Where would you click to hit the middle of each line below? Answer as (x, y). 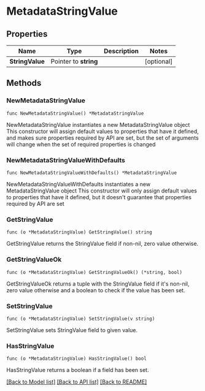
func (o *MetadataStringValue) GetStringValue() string (79, 232)
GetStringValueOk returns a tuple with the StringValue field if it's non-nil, (98, 284)
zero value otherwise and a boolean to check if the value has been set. (96, 290)
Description (122, 51)
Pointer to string (74, 61)
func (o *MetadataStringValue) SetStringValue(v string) (81, 319)
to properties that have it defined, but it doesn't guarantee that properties (99, 197)
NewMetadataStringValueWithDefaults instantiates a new (79, 184)
